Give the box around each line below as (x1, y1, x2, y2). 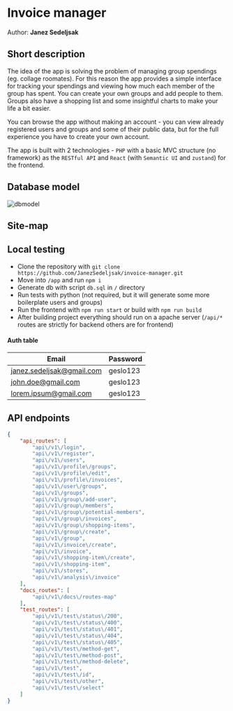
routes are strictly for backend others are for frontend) (17, 320, 174, 329)
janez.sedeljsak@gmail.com (10, 366, 103, 375)
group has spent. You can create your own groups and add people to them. (7, 89, 223, 97)
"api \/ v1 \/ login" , (32, 444, 86, 451)
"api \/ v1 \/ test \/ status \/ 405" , (32, 638, 123, 646)
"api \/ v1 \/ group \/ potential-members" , (32, 509, 145, 516)
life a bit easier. (7, 103, 51, 113)
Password (108, 354, 143, 364)
